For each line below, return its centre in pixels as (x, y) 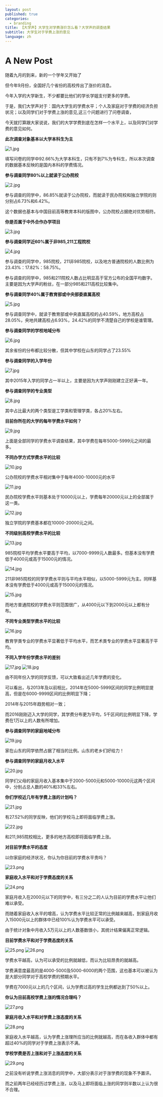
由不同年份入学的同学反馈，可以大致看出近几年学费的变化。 (65, 677)
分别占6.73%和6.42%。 (29, 201)
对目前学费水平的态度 (26, 847)
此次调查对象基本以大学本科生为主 (39, 139)
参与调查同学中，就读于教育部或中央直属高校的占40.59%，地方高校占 (75, 314)
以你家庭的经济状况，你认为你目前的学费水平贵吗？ (56, 857)
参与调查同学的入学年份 (28, 361)
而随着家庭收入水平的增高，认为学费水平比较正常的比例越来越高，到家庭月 (79, 913)
